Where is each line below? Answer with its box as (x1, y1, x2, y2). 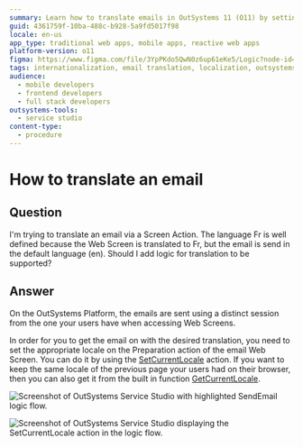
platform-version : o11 (9, 47, 95, 56)
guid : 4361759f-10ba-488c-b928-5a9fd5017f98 (9, 22, 179, 31)
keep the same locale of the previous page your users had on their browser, (9, 363, 291, 374)
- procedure (17, 131, 63, 140)
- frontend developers (17, 88, 103, 97)
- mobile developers (17, 80, 95, 89)
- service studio (17, 114, 83, 123)
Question (9, 205, 62, 221)
